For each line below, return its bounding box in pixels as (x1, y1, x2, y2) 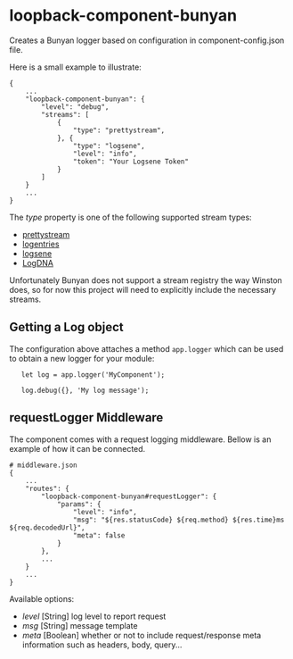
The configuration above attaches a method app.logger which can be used (9, 343, 284, 354)
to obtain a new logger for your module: (9, 353, 155, 363)
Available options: (9, 593, 75, 604)
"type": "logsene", (72, 141, 145, 150)
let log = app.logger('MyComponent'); (20, 370, 166, 380)
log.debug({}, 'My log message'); (20, 386, 150, 395)
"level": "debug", (41, 102, 110, 112)
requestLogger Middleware (9, 410, 164, 425)
